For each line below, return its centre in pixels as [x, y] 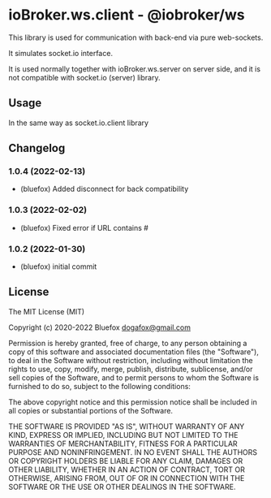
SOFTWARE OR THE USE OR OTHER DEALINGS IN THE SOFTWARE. [122, 487]
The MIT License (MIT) [47, 311]
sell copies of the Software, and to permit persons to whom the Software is [134, 377]
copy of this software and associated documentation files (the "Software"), [134, 352]
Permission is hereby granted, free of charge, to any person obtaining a [128, 343]
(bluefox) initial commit [58, 266]
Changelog [37, 148]
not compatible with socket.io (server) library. [84, 77]
